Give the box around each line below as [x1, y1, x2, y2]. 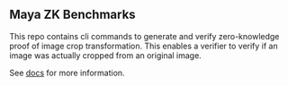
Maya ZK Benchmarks [9, 7, 137, 22]
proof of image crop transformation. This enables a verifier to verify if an [9, 40, 278, 51]
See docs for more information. [9, 67, 125, 78]
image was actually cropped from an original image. [9, 49, 202, 61]
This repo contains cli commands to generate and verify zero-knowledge [9, 30, 280, 41]
